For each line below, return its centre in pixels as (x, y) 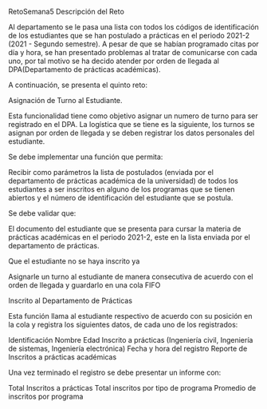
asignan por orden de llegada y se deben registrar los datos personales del (132, 133)
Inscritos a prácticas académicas (63, 357)
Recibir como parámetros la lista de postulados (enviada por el (111, 172)
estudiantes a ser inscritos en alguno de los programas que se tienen (122, 189)
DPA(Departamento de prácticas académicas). (84, 69)
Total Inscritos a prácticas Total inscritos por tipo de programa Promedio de (132, 388)
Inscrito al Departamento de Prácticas (71, 300)
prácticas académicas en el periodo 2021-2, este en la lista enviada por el (130, 237)
